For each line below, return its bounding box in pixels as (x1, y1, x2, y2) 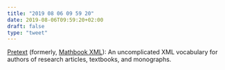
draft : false (7, 23, 45, 30)
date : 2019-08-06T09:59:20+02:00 (7, 16, 104, 23)
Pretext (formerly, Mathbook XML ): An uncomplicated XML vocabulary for (7, 48, 218, 56)
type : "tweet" (7, 29, 48, 36)
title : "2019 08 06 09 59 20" (7, 10, 95, 17)
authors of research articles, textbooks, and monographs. (7, 56, 172, 64)
